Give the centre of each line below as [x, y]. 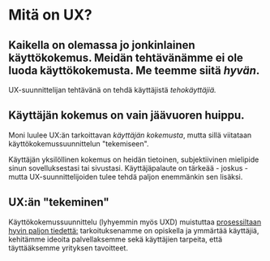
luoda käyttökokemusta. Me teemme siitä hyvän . [134, 70]
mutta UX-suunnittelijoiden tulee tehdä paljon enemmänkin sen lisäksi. [126, 176]
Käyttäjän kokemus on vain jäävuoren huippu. [126, 115]
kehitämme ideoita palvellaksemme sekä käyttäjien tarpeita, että [116, 239]
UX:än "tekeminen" [59, 202]
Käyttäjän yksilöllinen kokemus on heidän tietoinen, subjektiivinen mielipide [134, 159]
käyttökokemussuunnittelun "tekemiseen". [79, 143]
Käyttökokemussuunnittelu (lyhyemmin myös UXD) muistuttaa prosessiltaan [135, 222]
